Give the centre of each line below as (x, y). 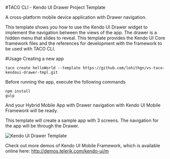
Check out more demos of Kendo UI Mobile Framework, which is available (83, 145)
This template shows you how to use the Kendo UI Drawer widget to (77, 27)
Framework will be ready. (32, 111)
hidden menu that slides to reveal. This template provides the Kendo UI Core (85, 38)
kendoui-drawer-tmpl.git (32, 72)
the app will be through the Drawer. (42, 126)
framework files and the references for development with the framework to (84, 43)
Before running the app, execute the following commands (65, 82)
